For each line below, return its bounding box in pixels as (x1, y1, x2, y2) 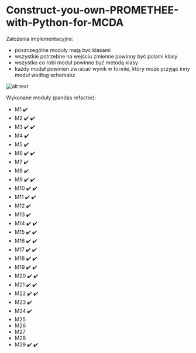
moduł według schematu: (14, 71, 76, 78)
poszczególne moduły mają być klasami (14, 46, 111, 53)
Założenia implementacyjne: (6, 35, 74, 42)
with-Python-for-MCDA (6, 16, 124, 29)
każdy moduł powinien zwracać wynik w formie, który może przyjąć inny (14, 65, 190, 72)
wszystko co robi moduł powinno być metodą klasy (14, 59, 139, 66)
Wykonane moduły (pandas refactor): (6, 94, 97, 101)
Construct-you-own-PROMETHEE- (6, 4, 179, 17)
